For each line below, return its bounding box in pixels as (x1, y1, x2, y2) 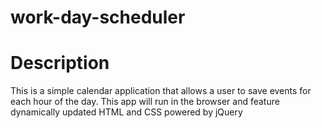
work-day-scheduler (10, 6, 186, 29)
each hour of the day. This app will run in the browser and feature (10, 96, 280, 108)
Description (10, 52, 110, 75)
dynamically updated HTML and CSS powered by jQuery (10, 106, 243, 118)
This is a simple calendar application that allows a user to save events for (10, 85, 312, 97)
